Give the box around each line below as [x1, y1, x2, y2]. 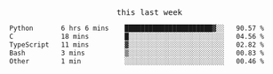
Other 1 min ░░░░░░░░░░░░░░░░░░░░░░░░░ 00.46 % [9, 56, 265, 65]
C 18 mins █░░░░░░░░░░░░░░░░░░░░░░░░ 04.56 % [9, 32, 265, 41]
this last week [116, 8, 182, 17]
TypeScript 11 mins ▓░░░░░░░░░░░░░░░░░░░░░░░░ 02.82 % [9, 40, 265, 49]
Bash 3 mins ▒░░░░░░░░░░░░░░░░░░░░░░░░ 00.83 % [9, 48, 265, 57]
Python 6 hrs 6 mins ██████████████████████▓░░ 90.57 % [9, 24, 265, 33]
